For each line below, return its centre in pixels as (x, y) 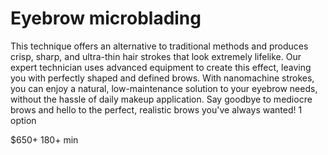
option (23, 120)
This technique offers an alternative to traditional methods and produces (159, 46)
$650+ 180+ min (44, 139)
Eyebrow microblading (106, 18)
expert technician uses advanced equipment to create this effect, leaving (161, 67)
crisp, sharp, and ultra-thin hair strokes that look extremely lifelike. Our (156, 56)
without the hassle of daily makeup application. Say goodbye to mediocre (161, 99)
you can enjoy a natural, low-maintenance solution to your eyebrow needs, (164, 88)
